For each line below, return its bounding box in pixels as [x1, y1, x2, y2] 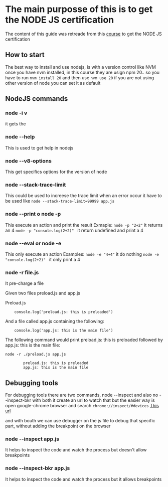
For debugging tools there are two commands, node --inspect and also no [5, 392, 158, 398]
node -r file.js [5, 269, 39, 276]
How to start [5, 51, 45, 59]
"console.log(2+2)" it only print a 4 [5, 256, 80, 262]
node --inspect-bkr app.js [5, 465, 70, 472]
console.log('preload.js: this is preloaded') [14, 309, 113, 314]
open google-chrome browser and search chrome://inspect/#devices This [5, 403, 159, 409]
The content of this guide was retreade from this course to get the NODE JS [5, 31, 162, 37]
